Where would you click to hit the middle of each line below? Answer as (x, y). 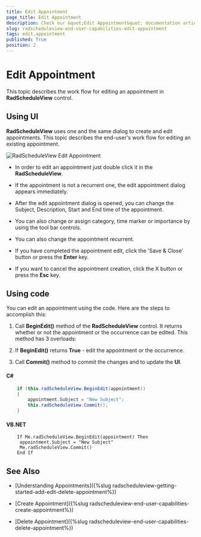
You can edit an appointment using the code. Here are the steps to (88, 308)
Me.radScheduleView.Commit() (56, 448)
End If (25, 453)
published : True (26, 40)
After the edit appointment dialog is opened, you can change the (94, 203)
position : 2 (21, 46)
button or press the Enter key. (52, 257)
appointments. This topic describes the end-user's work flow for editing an (99, 137)
